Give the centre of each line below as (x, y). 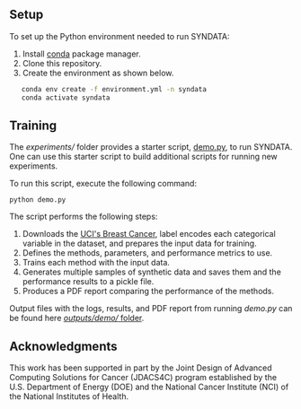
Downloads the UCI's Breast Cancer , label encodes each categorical (149, 234)
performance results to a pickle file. (88, 282)
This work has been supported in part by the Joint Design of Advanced (141, 368)
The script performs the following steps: (84, 217)
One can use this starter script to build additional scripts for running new (144, 157)
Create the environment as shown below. (98, 73)
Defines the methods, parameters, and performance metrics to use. (147, 253)
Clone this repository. (62, 63)
